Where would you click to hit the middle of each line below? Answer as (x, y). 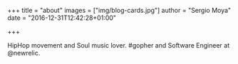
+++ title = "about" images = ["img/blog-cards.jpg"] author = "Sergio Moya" (119, 10)
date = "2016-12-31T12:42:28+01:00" (62, 18)
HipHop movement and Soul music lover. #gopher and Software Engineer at (119, 45)
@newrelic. (24, 53)
